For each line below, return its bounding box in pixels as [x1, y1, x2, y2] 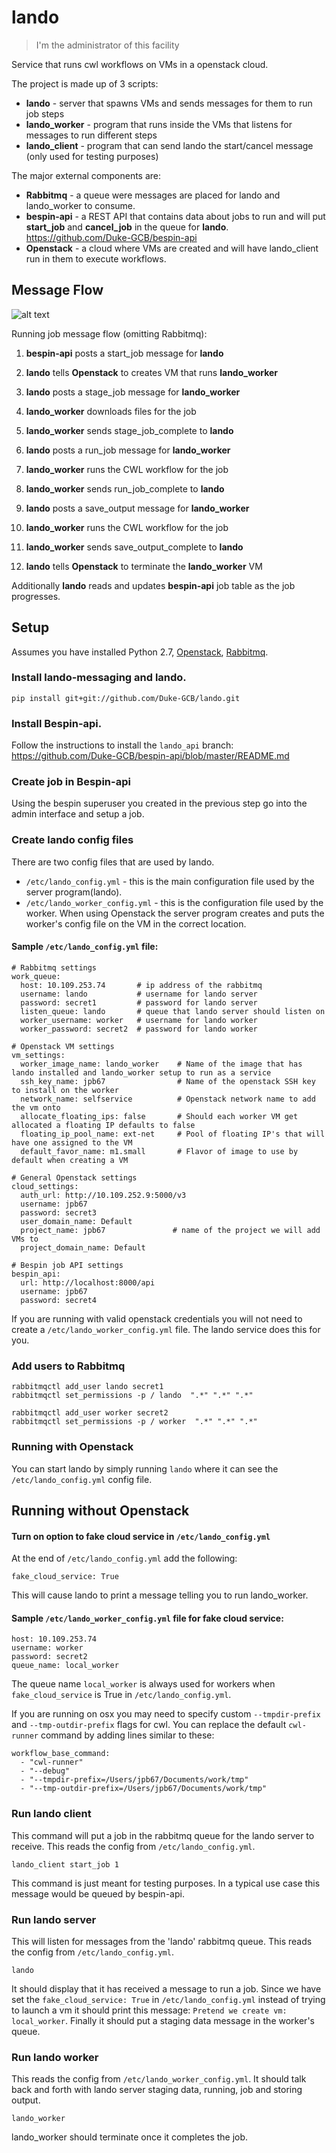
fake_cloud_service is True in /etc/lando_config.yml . [11, 1689, 232, 1701]
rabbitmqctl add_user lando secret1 [11, 1382, 164, 1392]
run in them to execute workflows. [25, 252, 167, 265]
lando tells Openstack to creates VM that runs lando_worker [25, 366, 278, 378]
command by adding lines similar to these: [40, 1729, 215, 1741]
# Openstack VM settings [11, 1041, 115, 1051]
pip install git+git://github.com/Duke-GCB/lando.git [11, 693, 241, 703]
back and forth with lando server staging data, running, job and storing [11, 2084, 303, 2096]
